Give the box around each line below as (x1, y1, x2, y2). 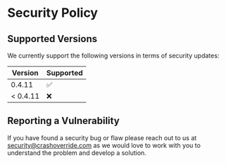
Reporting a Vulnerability (7, 115, 120, 127)
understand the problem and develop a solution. (7, 149, 146, 157)
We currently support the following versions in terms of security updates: (7, 51, 220, 60)
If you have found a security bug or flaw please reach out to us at (7, 133, 197, 142)
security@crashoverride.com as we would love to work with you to (7, 141, 201, 149)
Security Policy (7, 5, 99, 21)
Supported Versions (7, 33, 97, 45)
